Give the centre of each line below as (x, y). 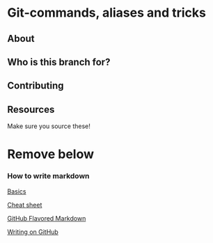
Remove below (51, 154)
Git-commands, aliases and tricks (107, 13)
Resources (31, 109)
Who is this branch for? (59, 62)
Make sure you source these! (49, 126)
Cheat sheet (25, 205)
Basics (17, 191)
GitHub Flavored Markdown (47, 218)
